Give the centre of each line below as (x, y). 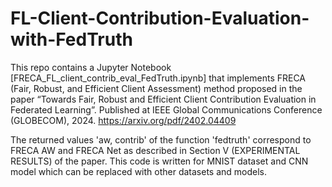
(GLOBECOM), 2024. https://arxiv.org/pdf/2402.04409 (123, 120)
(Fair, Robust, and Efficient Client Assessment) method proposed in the (156, 88)
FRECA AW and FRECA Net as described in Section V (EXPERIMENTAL (155, 150)
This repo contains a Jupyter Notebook (91, 67)
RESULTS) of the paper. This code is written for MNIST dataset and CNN (159, 161)
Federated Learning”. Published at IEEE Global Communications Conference (166, 109)
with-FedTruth (71, 39)
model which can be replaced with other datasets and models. (139, 171)
